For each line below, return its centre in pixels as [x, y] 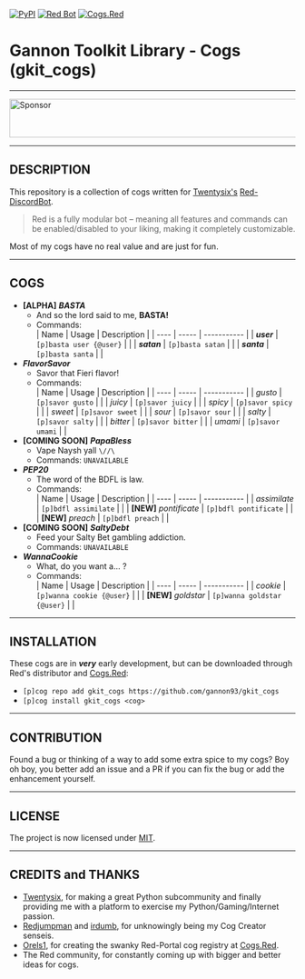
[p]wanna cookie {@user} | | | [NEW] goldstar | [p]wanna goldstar [159, 594]
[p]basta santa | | [70, 354]
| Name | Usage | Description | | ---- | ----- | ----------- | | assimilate [165, 498]
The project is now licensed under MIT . [83, 838]
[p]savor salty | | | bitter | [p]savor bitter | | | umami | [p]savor [158, 421]
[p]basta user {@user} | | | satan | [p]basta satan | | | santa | [152, 344]
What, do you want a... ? [81, 566]
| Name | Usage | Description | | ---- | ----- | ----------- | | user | [157, 334]
